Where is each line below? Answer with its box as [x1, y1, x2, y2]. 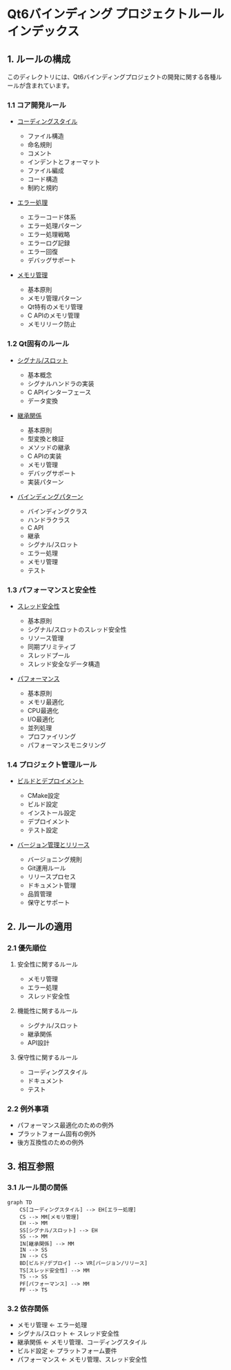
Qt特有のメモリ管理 [27, 303, 83, 311]
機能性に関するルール [17, 1006, 78, 1015]
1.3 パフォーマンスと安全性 [7, 585, 97, 594]
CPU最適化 [27, 706, 59, 714]
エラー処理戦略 [27, 231, 70, 239]
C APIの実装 [27, 451, 62, 460]
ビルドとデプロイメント [17, 777, 84, 785]
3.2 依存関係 [7, 1304, 49, 1313]
